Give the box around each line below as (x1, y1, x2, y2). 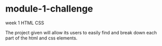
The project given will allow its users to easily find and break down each (5, 29, 157, 35)
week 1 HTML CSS (5, 20, 44, 26)
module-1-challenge (5, 3, 94, 15)
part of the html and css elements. (5, 35, 78, 41)
